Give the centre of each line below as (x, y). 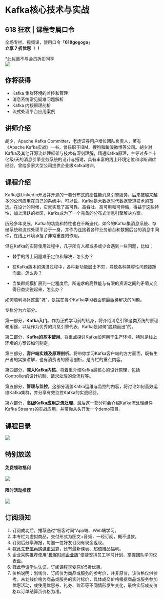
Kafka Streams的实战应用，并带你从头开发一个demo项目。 (64, 409)
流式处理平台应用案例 (33, 111)
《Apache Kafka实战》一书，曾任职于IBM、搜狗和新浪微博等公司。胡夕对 (79, 147)
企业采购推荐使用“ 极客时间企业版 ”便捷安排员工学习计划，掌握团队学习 (82, 555)
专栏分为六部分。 (22, 310)
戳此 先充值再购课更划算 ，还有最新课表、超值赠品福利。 (68, 548)
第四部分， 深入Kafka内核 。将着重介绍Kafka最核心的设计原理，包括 (73, 370)
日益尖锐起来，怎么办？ (40, 289)
